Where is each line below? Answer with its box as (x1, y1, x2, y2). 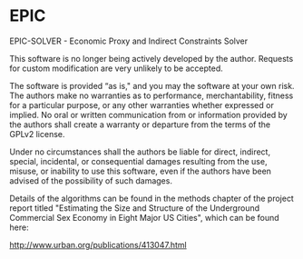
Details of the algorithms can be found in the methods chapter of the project (9, 193, 295, 204)
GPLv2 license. (9, 128, 65, 139)
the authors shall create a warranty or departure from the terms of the (9, 119, 270, 130)
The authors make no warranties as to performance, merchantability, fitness (9, 90, 294, 101)
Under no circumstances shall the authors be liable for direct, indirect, (9, 146, 270, 157)
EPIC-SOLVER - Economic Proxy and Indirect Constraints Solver (9, 35, 249, 46)
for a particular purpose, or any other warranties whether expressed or (9, 99, 274, 110)
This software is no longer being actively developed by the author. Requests (9, 53, 294, 64)
